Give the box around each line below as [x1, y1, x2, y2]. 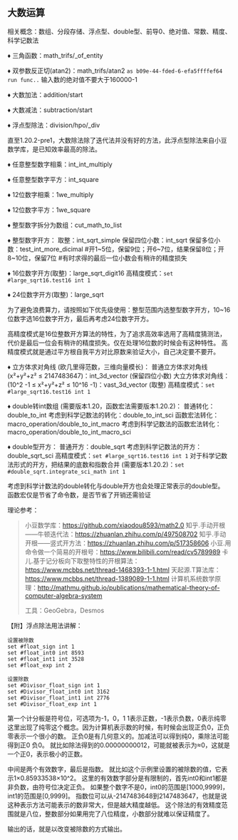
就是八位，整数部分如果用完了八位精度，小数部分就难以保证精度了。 [13, 809, 214, 818]
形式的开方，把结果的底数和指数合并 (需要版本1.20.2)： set [13, 460, 185, 469]
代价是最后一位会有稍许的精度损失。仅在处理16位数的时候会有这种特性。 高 [7, 338, 228, 347]
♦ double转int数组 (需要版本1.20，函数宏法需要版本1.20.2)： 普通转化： [7, 402, 215, 410]
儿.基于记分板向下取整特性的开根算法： [24, 556, 140, 565]
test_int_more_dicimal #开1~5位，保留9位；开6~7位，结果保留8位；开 [19, 245, 224, 253]
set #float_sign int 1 [7, 643, 75, 650]
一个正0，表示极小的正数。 [7, 749, 87, 758]
